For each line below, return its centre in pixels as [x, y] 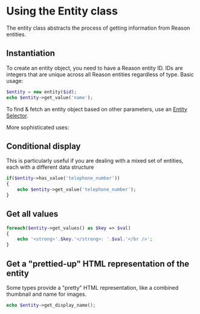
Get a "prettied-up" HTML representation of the [98, 263]
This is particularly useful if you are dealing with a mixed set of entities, [95, 161]
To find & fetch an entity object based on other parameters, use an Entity [97, 109]
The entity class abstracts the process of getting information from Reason [98, 28]
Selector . [17, 116]
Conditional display [44, 146]
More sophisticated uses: [38, 127]
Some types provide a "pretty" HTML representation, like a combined [92, 287]
